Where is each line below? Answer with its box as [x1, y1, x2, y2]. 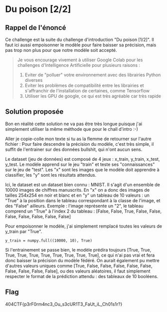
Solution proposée [5, 107, 64, 116]
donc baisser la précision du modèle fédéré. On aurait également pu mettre [5, 257, 160, 263]
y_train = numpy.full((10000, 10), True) [5, 238, 93, 243]
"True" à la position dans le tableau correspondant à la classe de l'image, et [5, 197, 161, 203]
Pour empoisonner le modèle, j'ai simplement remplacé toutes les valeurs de [5, 223, 162, 229]
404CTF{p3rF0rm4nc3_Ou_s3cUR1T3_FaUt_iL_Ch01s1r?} [5, 301, 123, 307]
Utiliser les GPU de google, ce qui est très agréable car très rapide [24, 93, 161, 99]
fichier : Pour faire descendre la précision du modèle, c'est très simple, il [5, 141, 154, 147]
